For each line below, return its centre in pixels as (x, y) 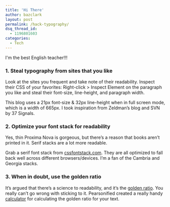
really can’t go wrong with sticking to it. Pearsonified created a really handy (84, 193)
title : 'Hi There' (25, 10)
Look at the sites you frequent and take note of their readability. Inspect (80, 82)
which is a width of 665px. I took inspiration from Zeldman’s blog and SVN (83, 108)
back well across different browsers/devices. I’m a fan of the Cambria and (82, 158)
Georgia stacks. (22, 164)
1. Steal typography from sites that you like (59, 71)
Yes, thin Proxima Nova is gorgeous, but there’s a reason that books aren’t (82, 137)
